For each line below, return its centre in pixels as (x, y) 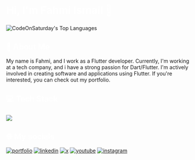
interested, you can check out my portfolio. (58, 80)
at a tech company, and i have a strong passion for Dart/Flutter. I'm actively (97, 67)
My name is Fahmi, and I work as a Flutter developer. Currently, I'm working (98, 61)
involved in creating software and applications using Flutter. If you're (89, 73)
